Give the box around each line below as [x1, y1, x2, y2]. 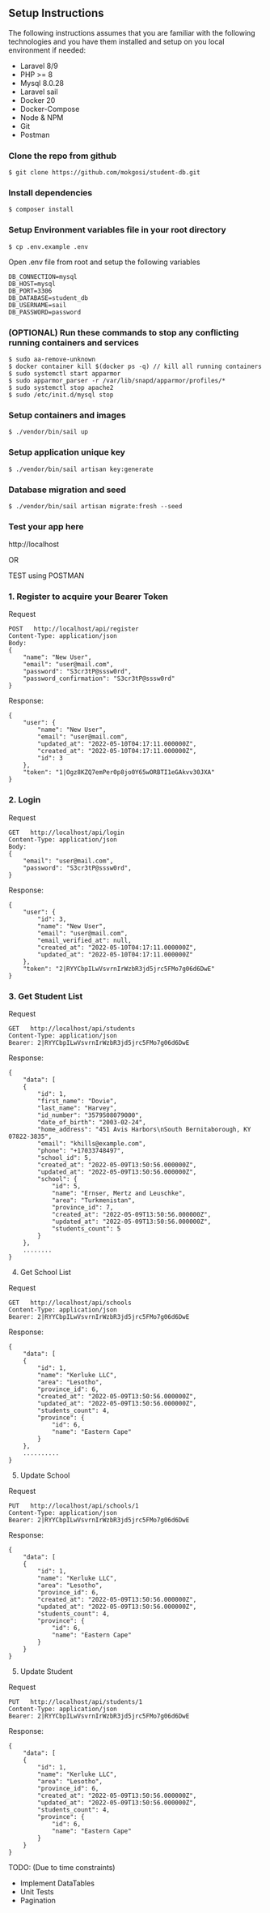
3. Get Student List [8, 991, 83, 1002]
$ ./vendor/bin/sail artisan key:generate [8, 465, 154, 473]
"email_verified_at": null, [37, 936, 132, 944]
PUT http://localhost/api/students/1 [8, 1698, 143, 1706]
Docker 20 [19, 95, 56, 105]
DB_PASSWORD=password [8, 308, 82, 316]
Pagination [19, 1896, 57, 1906]
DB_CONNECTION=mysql [8, 272, 78, 280]
